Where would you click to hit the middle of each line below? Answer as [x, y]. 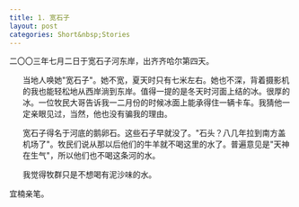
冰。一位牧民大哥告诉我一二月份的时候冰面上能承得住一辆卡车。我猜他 [152, 103]
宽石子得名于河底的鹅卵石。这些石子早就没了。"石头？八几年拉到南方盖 [154, 133]
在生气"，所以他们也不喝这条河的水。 [91, 156]
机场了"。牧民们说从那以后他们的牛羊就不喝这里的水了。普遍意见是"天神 [156, 144]
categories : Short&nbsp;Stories [70, 34]
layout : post [34, 26]
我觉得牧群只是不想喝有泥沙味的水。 [89, 175]
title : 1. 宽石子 [40, 18]
